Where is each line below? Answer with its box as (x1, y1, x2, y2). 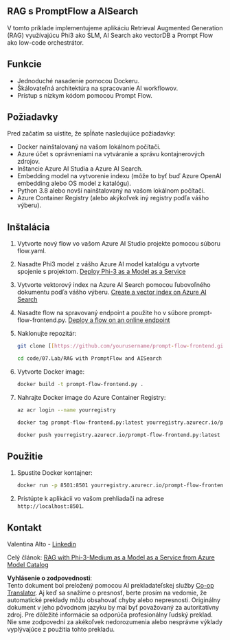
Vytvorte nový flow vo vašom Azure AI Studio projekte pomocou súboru (16, 239, 221, 248)
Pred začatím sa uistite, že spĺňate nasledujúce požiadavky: (7, 129, 176, 138)
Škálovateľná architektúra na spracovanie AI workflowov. (16, 84, 179, 92)
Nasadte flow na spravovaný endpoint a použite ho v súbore (16, 309, 188, 317)
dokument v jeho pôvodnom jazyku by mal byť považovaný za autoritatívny (7, 604, 220, 611)
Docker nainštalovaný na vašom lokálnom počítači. (16, 142, 161, 151)
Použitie (7, 450, 43, 462)
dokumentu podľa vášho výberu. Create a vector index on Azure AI (16, 288, 207, 297)
